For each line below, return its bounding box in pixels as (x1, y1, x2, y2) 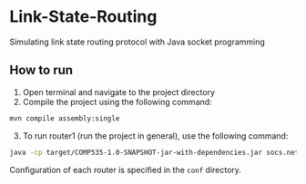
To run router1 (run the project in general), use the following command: (22, 130, 289, 141)
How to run (9, 63, 74, 78)
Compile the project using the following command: (22, 96, 212, 107)
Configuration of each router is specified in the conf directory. (9, 164, 241, 175)
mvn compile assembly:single (9, 113, 120, 123)
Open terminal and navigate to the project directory (22, 86, 216, 97)
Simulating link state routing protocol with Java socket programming (9, 36, 266, 47)
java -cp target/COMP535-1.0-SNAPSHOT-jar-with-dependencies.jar (9, 148, 262, 157)
